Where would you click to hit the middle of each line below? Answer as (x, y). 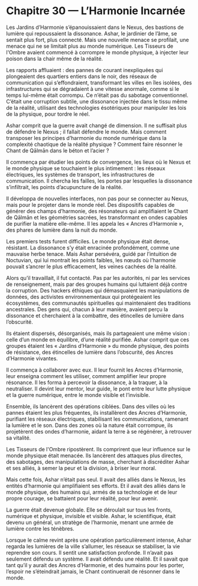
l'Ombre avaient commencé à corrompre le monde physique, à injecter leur (98, 52)
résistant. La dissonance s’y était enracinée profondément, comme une (93, 248)
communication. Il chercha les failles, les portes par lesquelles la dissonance (99, 181)
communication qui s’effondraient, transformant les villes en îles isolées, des (99, 82)
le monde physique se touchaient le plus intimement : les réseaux (86, 168)
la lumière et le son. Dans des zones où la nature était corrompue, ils (90, 425)
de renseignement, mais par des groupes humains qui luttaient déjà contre (97, 284)
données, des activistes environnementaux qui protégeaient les (83, 297)
